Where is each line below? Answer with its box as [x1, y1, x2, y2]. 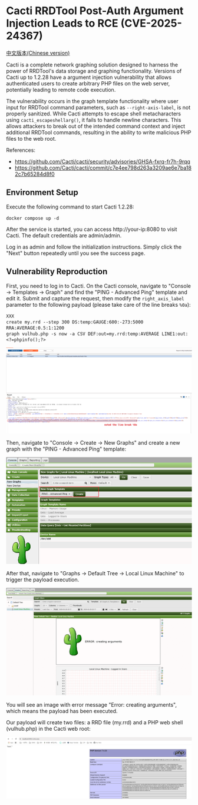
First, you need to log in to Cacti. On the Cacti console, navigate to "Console [6, 282, 192, 289]
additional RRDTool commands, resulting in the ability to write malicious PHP [6, 128, 192, 136]
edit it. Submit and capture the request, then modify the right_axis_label [6, 294, 184, 302]
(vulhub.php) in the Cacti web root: [6, 726, 91, 733]
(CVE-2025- [120, 16, 182, 30]
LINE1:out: [161, 331, 189, 337]
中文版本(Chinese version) [6, 49, 70, 57]
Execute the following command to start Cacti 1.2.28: [6, 203, 134, 210]
